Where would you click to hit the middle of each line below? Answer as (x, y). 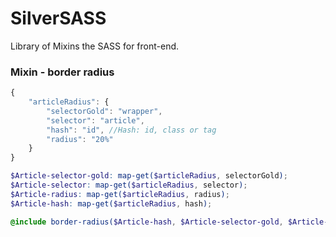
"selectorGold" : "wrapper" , (104, 111)
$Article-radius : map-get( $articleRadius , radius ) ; (120, 194)
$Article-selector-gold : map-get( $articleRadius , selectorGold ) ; (149, 176)
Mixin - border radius (62, 72)
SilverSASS (58, 18)
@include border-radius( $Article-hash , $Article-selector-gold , (147, 222)
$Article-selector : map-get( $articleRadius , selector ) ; (129, 185)
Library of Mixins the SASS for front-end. (95, 46)
